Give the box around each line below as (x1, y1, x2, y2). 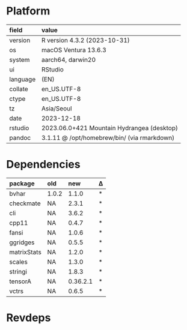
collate (9, 85, 28, 93)
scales (9, 257, 28, 266)
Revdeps (6, 311, 51, 325)
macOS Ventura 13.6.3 (41, 46, 106, 54)
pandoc (9, 133, 31, 142)
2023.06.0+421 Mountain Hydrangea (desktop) (41, 124, 179, 132)
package (9, 179, 35, 187)
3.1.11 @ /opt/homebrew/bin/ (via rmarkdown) (41, 133, 175, 142)
